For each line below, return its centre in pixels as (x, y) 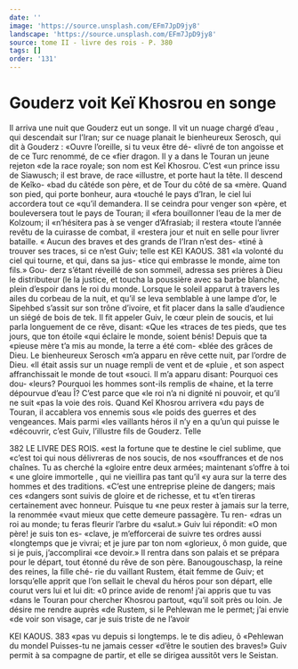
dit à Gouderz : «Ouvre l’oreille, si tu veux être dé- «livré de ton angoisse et (147, 146)
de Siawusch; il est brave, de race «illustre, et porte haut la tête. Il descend (146, 175)
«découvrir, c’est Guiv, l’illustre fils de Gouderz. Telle (105, 431)
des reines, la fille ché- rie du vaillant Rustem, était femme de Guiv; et (137, 571)
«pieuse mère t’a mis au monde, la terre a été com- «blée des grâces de (141, 345)
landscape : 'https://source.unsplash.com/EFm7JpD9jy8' (113, 34)
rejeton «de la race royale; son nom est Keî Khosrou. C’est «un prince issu (145, 165)
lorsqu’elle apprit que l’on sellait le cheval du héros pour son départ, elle (141, 581)
